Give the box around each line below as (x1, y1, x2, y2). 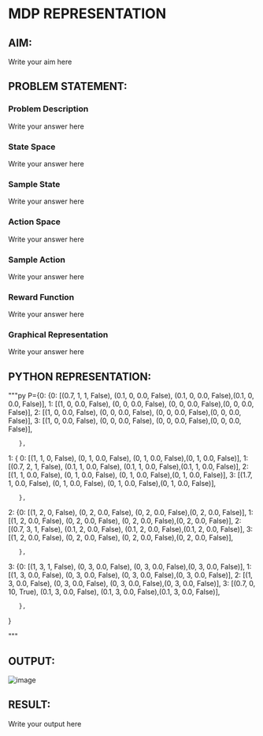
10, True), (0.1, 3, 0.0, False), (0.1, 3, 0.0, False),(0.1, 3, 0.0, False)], (8, 587, 220, 596)
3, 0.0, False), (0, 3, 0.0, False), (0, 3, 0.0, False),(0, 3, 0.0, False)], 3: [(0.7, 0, (8, 579, 256, 588)
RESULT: (8, 698, 51, 712)
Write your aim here (8, 57, 72, 66)
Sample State (8, 178, 61, 189)
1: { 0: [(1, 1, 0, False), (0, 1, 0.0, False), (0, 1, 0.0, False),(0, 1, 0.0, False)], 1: (8, 454, 249, 463)
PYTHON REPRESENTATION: (8, 370, 152, 383)
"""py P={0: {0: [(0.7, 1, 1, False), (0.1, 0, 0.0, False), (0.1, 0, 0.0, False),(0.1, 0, (8, 391, 254, 401)
